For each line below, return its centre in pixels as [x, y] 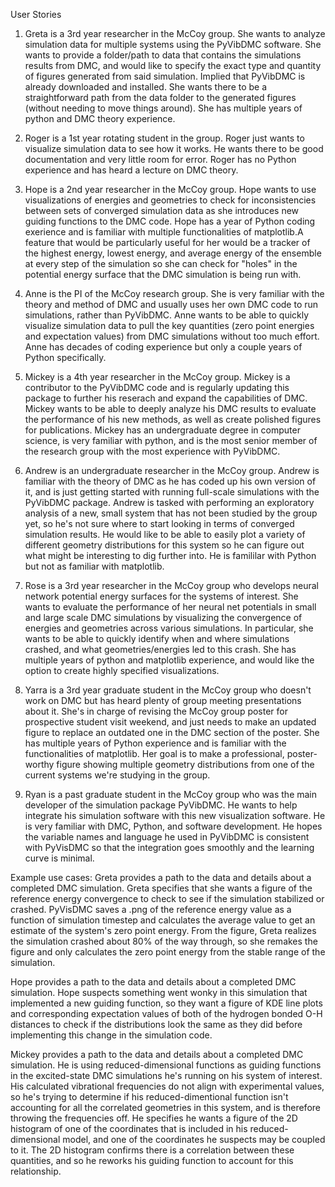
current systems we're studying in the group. [117, 775]
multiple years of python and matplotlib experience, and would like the [169, 660]
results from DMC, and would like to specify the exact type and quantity [173, 65]
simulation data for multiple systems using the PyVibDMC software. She [173, 44]
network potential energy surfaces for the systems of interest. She [161, 596]
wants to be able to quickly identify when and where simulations [157, 638]
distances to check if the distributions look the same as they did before [156, 1024]
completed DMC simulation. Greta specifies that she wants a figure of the [161, 888]
